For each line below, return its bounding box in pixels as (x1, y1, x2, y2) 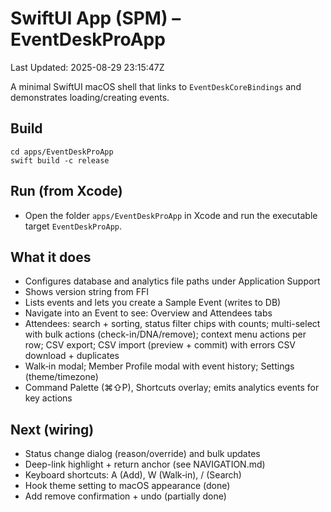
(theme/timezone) (24, 371, 99, 383)
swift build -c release (10, 155, 110, 166)
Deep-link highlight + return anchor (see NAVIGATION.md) (24, 458, 266, 471)
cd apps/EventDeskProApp (10, 147, 114, 157)
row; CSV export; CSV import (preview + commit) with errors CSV (24, 339, 297, 351)
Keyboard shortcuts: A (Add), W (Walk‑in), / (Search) (24, 469, 242, 481)
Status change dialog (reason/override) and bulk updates (24, 448, 261, 460)
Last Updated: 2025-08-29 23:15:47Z (10, 61, 165, 73)
